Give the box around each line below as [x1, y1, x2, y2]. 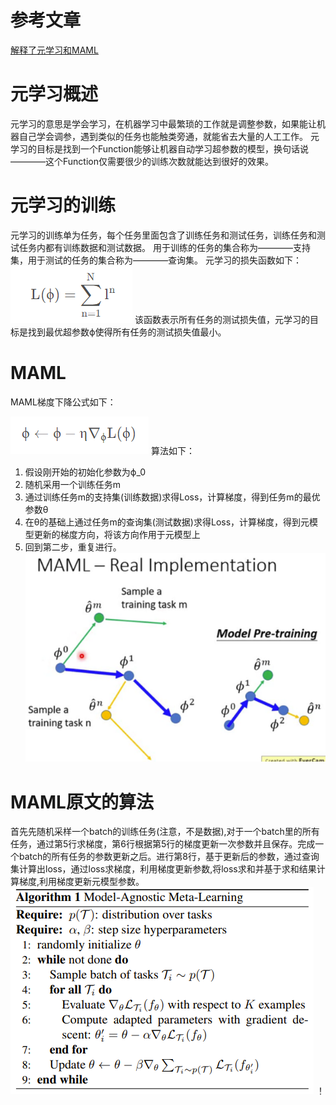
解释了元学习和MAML [10, 44, 99, 56]
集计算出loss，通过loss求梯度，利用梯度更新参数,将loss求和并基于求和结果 [10, 863, 317, 875]
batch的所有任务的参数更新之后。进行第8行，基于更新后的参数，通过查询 [18, 851, 320, 863]
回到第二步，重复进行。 [24, 541, 122, 553]
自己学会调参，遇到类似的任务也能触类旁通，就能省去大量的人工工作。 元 [18, 130, 320, 142]
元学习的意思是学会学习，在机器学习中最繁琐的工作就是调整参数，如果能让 [10, 117, 317, 130]
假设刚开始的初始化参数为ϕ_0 [24, 466, 146, 478]
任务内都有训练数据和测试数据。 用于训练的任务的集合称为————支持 [18, 241, 311, 253]
